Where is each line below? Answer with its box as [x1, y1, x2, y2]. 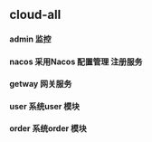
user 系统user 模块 [9, 100, 80, 111]
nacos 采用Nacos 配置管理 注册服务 [9, 56, 143, 67]
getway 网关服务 [9, 79, 72, 90]
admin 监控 [9, 33, 52, 44]
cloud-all [9, 7, 62, 23]
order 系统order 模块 [9, 123, 88, 134]
